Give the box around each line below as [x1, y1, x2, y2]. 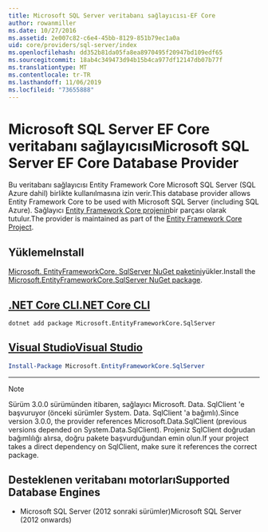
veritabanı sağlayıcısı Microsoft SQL [8, 137, 250, 155]
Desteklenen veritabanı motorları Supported [8, 473, 230, 487]
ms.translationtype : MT [8, 64, 88, 72]
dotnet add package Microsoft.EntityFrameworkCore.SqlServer [8, 319, 216, 327]
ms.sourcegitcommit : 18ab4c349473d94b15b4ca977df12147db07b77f [8, 57, 223, 65]
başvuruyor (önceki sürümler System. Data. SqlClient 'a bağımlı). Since [8, 408, 239, 417]
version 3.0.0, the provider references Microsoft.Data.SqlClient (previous [8, 416, 247, 426]
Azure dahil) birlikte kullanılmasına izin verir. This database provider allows [8, 189, 251, 198]
